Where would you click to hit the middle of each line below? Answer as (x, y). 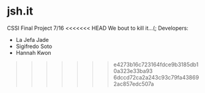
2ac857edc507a (134, 84)
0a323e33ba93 (133, 71)
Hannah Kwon (33, 52)
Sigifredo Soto (34, 46)
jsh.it (20, 11)
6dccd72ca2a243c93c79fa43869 (156, 77)
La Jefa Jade (32, 40)
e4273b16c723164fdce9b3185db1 (156, 64)
